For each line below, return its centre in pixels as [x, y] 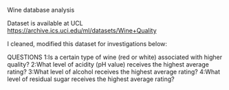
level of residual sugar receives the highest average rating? [91, 79]
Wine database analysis [41, 10]
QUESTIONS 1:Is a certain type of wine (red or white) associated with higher [115, 57]
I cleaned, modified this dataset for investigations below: [87, 44]
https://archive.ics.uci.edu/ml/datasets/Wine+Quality [82, 31]
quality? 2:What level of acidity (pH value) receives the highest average [108, 64]
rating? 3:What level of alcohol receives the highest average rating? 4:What [113, 72]
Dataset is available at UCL [45, 23]
